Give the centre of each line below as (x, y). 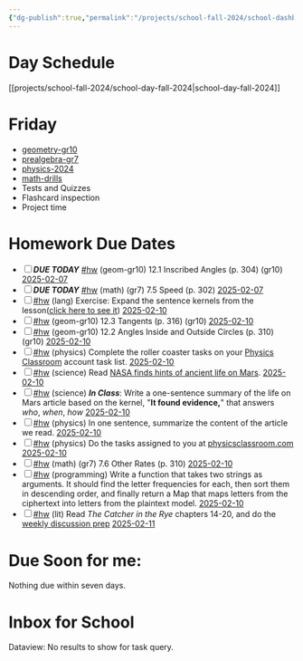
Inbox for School (71, 622)
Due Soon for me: (75, 560)
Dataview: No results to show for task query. (91, 647)
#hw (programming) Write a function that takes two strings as (148, 474)
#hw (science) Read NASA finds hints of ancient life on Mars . (147, 373)
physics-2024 (47, 168)
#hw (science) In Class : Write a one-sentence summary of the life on (162, 393)
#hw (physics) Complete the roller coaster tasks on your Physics (153, 352)
